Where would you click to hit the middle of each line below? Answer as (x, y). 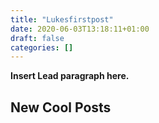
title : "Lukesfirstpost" (62, 19)
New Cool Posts (61, 107)
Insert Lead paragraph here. (70, 76)
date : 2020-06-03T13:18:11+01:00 (80, 29)
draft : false (37, 38)
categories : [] (42, 47)
